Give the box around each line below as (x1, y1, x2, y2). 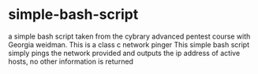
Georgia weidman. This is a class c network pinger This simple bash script (8, 39, 250, 49)
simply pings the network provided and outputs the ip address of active (8, 48, 241, 57)
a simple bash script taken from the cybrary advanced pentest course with (8, 31, 251, 41)
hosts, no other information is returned (8, 57, 134, 66)
